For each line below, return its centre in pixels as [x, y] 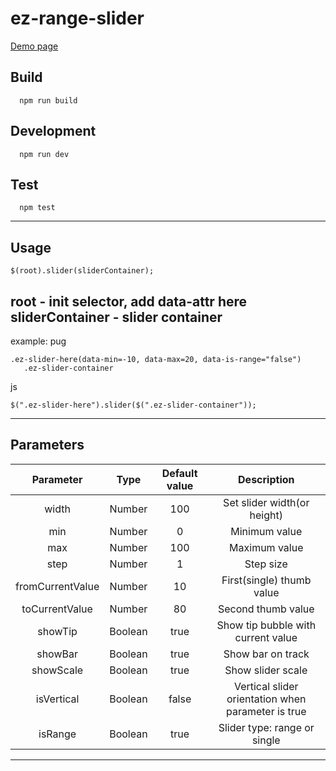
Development [53, 131]
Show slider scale [266, 670]
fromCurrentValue [57, 586]
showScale [57, 670]
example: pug [38, 341]
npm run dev [44, 154]
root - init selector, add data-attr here [129, 301]
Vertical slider [266, 686]
